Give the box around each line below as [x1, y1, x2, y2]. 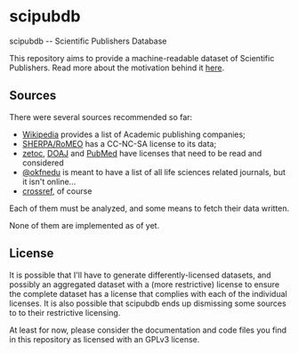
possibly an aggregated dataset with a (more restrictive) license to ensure [9, 278, 280, 290]
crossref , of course [21, 185, 93, 197]
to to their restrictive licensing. [9, 307, 121, 317]
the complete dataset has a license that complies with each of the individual [9, 288, 287, 299]
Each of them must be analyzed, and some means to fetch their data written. [9, 203, 290, 213]
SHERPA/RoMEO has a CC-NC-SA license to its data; [21, 138, 217, 148]
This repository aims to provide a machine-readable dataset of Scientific [9, 52, 275, 63]
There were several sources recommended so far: [9, 111, 193, 122]
